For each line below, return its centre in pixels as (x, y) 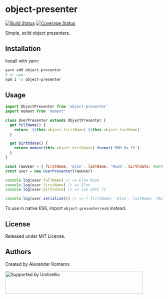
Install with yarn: (22, 61)
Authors (18, 252)
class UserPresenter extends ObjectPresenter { (56, 120)
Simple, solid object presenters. (38, 33)
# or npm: (15, 75)
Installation (23, 49)
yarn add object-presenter (33, 70)
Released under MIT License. (35, 236)
